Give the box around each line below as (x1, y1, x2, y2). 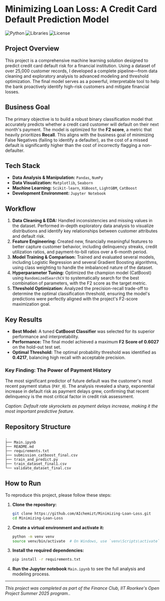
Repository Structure (5, 423, 71, 431)
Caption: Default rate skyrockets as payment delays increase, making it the (5, 403, 158, 409)
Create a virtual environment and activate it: (12, 524, 105, 530)
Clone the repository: (12, 501, 57, 507)
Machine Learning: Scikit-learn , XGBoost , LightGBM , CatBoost (12, 185, 137, 191)
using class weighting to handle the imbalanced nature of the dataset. (12, 264, 154, 271)
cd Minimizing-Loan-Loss (12, 515, 63, 520)
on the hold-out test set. (12, 344, 61, 350)
